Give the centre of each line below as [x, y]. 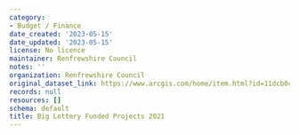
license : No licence [48, 51]
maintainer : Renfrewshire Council [73, 59]
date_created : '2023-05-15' [61, 34]
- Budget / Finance [45, 26]
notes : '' [28, 67]
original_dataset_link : [53, 83]
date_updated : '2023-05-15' [61, 42]
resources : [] [36, 100]
